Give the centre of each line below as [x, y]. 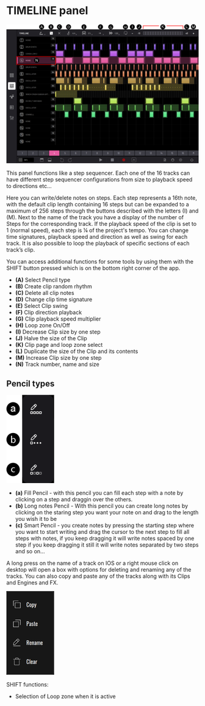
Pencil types [31, 383]
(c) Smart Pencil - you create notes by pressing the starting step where [104, 525]
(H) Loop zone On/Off [42, 326]
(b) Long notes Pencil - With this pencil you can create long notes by [102, 506]
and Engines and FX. [32, 583]
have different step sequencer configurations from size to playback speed [99, 180]
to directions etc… [29, 186]
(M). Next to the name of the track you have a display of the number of [95, 217]
